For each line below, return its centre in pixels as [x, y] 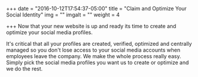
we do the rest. [25, 69]
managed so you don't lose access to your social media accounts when [93, 50]
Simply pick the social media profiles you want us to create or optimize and [98, 62]
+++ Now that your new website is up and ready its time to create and [91, 26]
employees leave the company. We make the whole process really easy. [94, 56]
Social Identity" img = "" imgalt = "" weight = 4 [63, 15]
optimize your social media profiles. [49, 32]
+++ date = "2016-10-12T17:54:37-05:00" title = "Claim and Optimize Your [97, 9]
